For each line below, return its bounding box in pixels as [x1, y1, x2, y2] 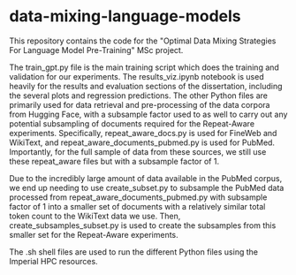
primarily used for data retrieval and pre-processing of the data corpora [9, 99, 270, 110]
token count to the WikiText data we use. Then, [9, 210, 181, 221]
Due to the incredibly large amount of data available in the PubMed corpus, [9, 172, 283, 183]
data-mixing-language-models [9, 6, 241, 27]
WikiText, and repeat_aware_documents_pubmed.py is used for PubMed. [9, 137, 276, 148]
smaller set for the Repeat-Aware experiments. [9, 229, 178, 240]
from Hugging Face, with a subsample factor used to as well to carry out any [9, 109, 288, 119]
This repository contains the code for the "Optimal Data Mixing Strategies [9, 35, 277, 46]
